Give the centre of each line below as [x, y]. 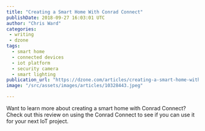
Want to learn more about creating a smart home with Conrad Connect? [96, 108]
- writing [21, 35]
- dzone [19, 40]
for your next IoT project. [38, 121]
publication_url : [28, 80]
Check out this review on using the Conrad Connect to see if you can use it [101, 115]
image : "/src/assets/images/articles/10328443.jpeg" [75, 86]
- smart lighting [34, 74]
